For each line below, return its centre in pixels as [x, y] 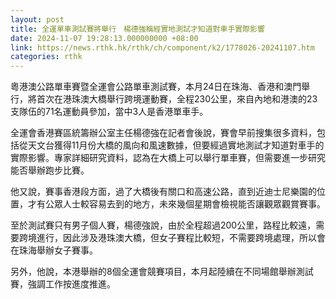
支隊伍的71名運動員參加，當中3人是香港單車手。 [109, 112]
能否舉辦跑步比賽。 [50, 170]
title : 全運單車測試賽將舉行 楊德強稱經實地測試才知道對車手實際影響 [137, 29]
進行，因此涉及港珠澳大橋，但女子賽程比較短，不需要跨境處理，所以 [176, 238]
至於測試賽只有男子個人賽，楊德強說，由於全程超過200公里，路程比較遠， [163, 225]
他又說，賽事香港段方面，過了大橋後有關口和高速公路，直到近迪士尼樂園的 [163, 192]
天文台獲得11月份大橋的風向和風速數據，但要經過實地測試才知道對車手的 [176, 145]
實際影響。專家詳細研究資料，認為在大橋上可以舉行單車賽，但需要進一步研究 [168, 158]
